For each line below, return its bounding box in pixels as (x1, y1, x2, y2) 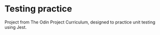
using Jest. (4, 24, 27, 30)
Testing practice (4, 3, 72, 14)
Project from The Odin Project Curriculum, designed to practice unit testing (4, 19, 156, 25)
